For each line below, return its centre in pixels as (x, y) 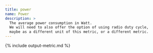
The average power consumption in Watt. (51, 23)
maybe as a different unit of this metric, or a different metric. (79, 32)
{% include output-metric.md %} (38, 46)
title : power (18, 9)
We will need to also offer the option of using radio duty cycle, (79, 27)
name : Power (17, 14)
